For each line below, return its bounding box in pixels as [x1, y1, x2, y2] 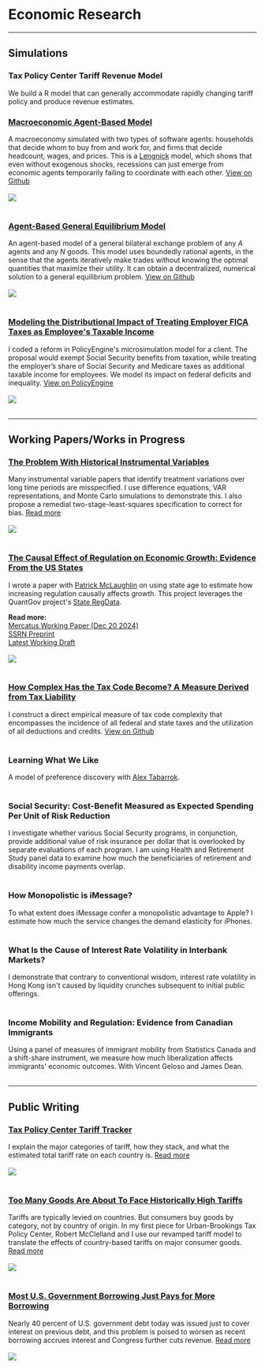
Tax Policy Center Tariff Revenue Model [8, 70, 163, 81]
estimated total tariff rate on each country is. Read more [8, 1150, 191, 1160]
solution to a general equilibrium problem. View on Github [8, 272, 196, 282]
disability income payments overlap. [8, 862, 125, 872]
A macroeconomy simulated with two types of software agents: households [8, 134, 254, 144]
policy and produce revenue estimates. [8, 96, 135, 106]
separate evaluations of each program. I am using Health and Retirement [8, 845, 244, 854]
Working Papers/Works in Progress [8, 433, 185, 446]
